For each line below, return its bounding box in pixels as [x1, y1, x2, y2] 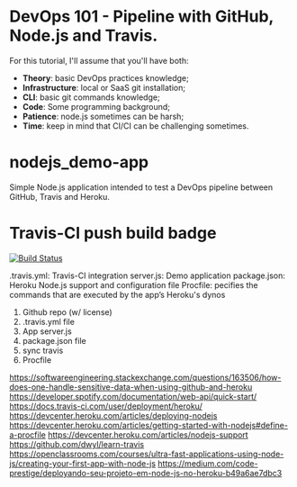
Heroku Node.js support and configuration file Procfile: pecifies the [9, 279, 258, 290]
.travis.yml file [22, 316, 75, 327]
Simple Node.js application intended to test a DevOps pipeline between [9, 182, 273, 193]
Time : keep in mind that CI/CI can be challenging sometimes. [22, 120, 249, 131]
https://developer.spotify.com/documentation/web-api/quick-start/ [9, 391, 257, 401]
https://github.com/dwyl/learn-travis [9, 438, 145, 449]
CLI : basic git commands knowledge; [22, 92, 160, 103]
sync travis [22, 345, 64, 356]
